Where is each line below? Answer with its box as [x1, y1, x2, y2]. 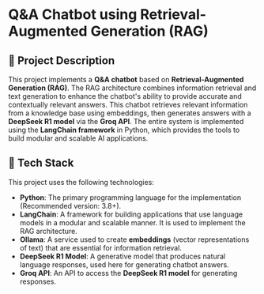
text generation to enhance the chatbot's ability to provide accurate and [8, 92, 243, 100]
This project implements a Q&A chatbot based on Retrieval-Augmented [8, 75, 244, 84]
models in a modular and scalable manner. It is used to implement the [19, 217, 247, 227]
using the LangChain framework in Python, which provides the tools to [8, 125, 240, 134]
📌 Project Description [8, 54, 115, 67]
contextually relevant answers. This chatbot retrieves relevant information [8, 100, 248, 109]
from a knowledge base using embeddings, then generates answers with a [8, 108, 251, 118]
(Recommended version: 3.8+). [19, 201, 122, 210]
